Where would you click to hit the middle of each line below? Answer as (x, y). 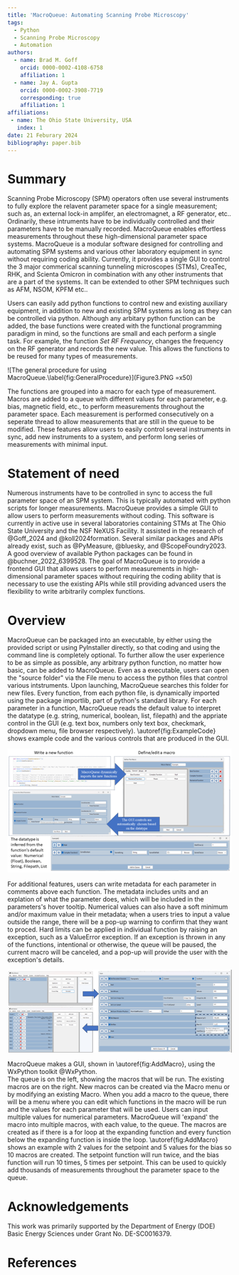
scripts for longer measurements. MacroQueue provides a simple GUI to (113, 508)
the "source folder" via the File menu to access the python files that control (117, 678)
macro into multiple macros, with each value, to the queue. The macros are (117, 1125)
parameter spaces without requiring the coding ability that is (133, 577)
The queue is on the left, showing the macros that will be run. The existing (116, 1079)
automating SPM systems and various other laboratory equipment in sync (115, 252)
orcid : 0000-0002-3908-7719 (62, 90)
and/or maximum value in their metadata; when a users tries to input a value (119, 914)
